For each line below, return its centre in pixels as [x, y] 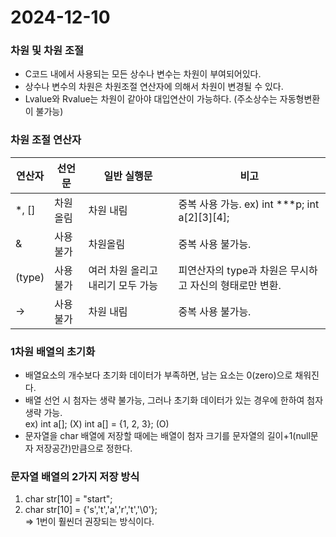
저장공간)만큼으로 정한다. [84, 448]
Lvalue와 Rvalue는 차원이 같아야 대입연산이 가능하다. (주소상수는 [151, 99]
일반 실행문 [128, 176]
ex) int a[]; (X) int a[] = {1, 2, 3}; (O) [97, 424]
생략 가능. [43, 413]
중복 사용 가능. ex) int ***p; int [249, 204]
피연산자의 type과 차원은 [233, 270]
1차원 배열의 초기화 [53, 351]
